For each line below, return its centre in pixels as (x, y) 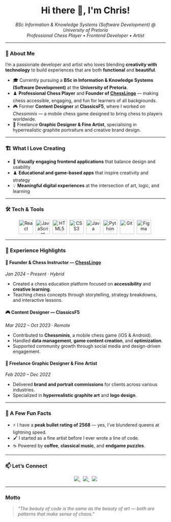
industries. (24, 390)
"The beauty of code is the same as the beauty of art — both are (86, 509)
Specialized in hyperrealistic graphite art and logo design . (75, 395)
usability (21, 167)
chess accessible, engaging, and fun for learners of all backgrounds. (85, 101)
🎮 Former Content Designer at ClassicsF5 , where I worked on (79, 106)
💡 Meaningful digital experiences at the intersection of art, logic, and (86, 185)
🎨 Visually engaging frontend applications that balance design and (84, 161)
